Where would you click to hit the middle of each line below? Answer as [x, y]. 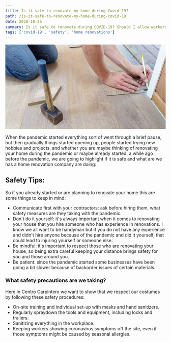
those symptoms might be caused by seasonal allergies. [72, 334]
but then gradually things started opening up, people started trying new [80, 142]
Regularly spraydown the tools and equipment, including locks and [82, 312]
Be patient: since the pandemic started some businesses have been [84, 262]
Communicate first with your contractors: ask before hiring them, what [86, 208]
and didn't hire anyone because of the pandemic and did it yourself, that [88, 235]
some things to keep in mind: [36, 198]
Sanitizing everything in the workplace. [53, 323]
